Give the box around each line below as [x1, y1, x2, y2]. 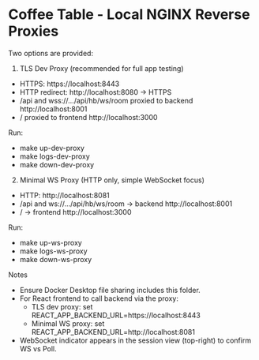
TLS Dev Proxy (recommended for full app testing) [19, 63, 184, 73]
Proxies [8, 22, 59, 40]
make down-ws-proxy [19, 254, 92, 264]
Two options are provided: [8, 48, 93, 58]
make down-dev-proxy [19, 159, 95, 169]
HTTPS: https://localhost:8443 [19, 79, 120, 88]
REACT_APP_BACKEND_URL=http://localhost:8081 [31, 327, 196, 336]
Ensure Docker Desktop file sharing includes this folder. [19, 285, 201, 294]
